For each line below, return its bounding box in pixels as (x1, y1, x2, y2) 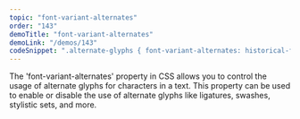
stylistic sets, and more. (9, 99, 97, 110)
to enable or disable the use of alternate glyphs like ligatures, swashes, (9, 90, 271, 101)
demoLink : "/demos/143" (9, 38, 98, 47)
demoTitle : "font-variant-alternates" (9, 30, 154, 38)
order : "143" (9, 21, 58, 30)
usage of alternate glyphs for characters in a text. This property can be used (9, 81, 291, 91)
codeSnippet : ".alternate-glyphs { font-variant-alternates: (9, 47, 242, 55)
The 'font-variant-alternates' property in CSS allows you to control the (9, 71, 268, 81)
